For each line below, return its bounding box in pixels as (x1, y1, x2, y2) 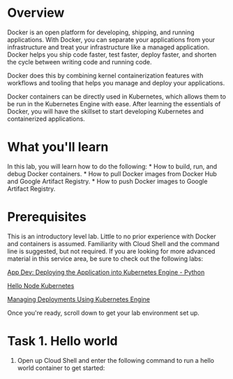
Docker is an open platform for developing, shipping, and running (7, 28, 195, 36)
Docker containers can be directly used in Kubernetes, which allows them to (7, 92, 227, 101)
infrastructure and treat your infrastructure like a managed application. (7, 43, 210, 51)
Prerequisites (7, 209, 87, 225)
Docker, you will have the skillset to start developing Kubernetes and (7, 107, 204, 115)
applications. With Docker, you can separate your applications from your (7, 35, 215, 43)
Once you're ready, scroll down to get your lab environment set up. (7, 308, 200, 317)
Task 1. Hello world (7, 334, 118, 349)
